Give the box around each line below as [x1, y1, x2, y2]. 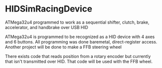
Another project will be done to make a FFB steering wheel [5, 44, 122, 50]
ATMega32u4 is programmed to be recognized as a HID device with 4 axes [5, 34, 155, 40]
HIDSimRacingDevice [5, 3, 93, 14]
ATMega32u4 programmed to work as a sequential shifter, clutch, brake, [5, 19, 149, 25]
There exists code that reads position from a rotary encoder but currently [5, 53, 151, 59]
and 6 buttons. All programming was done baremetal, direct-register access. [5, 39, 158, 44]
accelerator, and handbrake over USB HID [5, 24, 88, 30]
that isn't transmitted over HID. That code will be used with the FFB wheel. [5, 58, 153, 64]
